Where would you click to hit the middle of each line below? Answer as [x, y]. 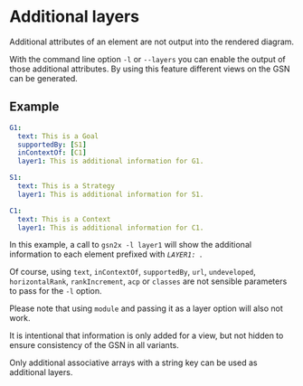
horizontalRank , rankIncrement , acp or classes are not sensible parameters [148, 281]
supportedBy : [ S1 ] [52, 145]
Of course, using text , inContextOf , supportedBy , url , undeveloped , [133, 272]
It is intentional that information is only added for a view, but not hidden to [147, 335]
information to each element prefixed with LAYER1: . [106, 254]
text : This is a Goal [58, 136]
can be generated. [44, 78]
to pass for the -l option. [56, 291]
